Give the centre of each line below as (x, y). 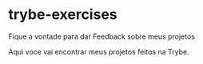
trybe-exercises (63, 15)
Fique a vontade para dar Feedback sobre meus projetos (102, 36)
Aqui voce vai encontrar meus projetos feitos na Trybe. (99, 51)
